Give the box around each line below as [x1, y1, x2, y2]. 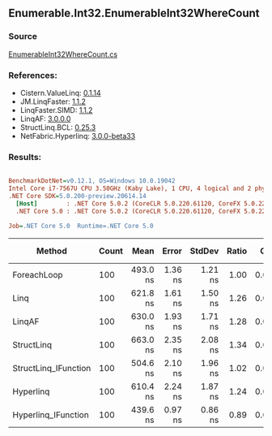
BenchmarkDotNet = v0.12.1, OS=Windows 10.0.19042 [8, 177, 176, 185]
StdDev [189, 245, 219, 257]
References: [8, 69, 58, 80]
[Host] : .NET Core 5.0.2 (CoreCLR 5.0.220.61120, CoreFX [15, 199, 241, 208]
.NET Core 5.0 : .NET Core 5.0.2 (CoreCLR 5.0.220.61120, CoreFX [15, 207, 241, 215]
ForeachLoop [12, 269, 63, 280]
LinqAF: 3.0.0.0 [19, 114, 71, 123]
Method [36, 245, 67, 257]
